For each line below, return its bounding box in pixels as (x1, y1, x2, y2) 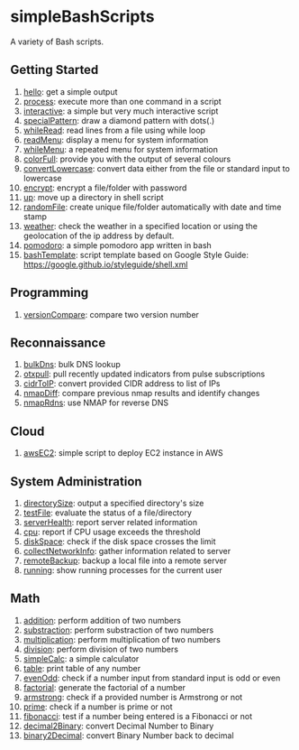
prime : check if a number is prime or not (23, 701, 173, 712)
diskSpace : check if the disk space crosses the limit (23, 536, 216, 547)
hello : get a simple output (23, 86, 118, 97)
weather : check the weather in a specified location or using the (23, 220, 258, 231)
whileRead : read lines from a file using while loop (23, 125, 206, 135)
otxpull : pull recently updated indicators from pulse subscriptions (23, 368, 266, 380)
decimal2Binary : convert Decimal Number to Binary (23, 720, 214, 731)
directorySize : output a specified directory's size (23, 498, 204, 508)
